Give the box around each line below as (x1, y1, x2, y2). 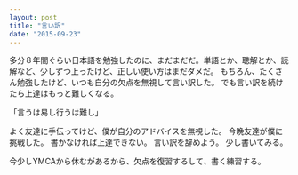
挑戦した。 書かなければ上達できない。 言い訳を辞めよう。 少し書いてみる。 (9, 137, 288, 147)
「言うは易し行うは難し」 (9, 107, 103, 118)
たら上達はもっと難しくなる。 (9, 88, 118, 99)
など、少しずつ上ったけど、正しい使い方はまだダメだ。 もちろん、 (16, 66, 260, 76)
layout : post (9, 12, 58, 22)
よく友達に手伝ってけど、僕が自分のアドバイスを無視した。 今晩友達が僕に (9, 126, 284, 137)
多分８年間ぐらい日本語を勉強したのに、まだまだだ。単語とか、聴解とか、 (9, 55, 282, 66)
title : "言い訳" (9, 21, 66, 30)
